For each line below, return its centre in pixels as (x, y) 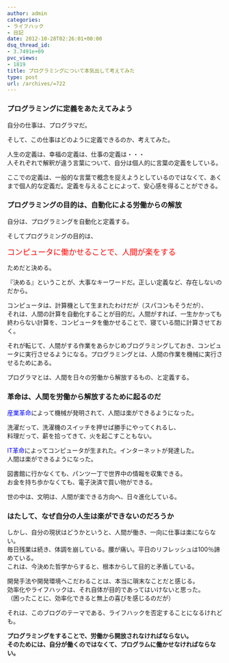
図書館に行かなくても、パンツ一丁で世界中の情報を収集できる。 (97, 474)
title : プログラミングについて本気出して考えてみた (71, 71)
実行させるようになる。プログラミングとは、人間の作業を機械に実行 (121, 354)
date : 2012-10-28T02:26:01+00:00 (55, 39)
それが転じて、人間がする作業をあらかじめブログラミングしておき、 (103, 345)
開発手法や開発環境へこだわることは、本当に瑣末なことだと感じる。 (103, 581)
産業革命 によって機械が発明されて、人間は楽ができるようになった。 (103, 413)
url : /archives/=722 (37, 84)
